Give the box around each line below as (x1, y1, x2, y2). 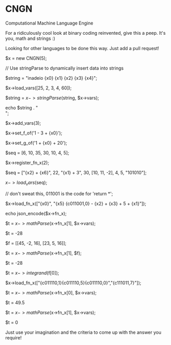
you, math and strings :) (5, 35, 55, 41)
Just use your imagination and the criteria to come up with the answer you (5, 329, 162, 335)
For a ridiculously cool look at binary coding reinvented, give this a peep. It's (5, 30, 166, 36)
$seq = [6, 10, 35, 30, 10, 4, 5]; (5, 149, 69, 156)
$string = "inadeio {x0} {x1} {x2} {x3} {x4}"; (5, 75, 97, 81)
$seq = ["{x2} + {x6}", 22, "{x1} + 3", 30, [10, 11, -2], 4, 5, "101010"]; (5, 169, 147, 175)
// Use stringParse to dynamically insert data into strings (5, 65, 124, 71)
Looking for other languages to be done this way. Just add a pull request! (5, 45, 159, 51)
